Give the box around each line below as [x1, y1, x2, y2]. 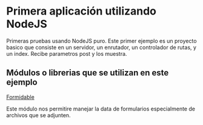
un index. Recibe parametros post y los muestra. [6, 50, 127, 57]
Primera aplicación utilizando [6, 4, 156, 18]
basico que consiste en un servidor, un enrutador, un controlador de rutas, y [6, 44, 197, 51]
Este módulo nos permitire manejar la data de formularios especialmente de [6, 105, 196, 112]
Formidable [6, 93, 35, 101]
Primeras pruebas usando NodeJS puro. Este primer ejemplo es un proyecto [6, 37, 197, 44]
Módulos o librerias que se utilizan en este [6, 68, 169, 78]
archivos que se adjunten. [6, 111, 71, 119]
